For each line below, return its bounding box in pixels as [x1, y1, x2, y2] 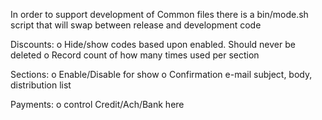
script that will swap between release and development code [10, 19, 262, 31]
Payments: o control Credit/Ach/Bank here [10, 99, 185, 110]
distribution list [10, 79, 72, 91]
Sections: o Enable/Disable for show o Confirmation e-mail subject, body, [10, 69, 313, 80]
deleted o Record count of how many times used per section [10, 49, 260, 61]
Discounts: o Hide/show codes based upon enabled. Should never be [10, 39, 296, 50]
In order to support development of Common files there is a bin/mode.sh [10, 9, 309, 20]
